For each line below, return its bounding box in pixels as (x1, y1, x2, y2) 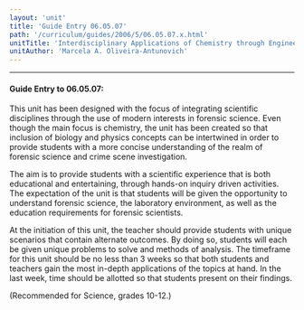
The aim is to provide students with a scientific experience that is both (9, 169, 271, 180)
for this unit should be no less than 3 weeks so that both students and (9, 254, 270, 265)
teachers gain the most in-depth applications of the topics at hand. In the (9, 263, 282, 274)
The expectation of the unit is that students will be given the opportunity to (9, 188, 288, 199)
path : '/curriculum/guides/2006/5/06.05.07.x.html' (9, 30, 208, 39)
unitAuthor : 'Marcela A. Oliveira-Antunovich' (9, 47, 188, 56)
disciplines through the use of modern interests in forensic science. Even (9, 113, 281, 124)
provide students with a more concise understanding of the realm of (9, 142, 263, 153)
